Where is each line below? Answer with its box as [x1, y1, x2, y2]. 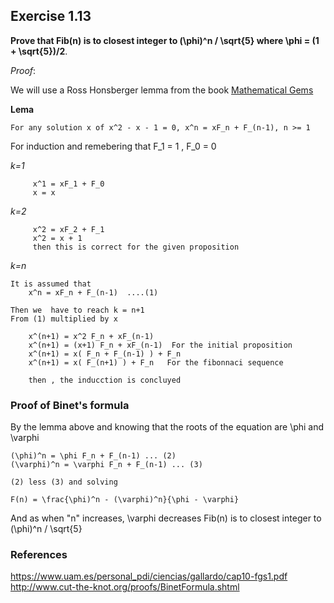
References [10, 548, 68, 562]
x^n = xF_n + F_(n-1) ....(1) [28, 287, 159, 298]
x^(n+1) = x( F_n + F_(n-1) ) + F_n [28, 349, 182, 359]
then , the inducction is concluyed [28, 375, 182, 385]
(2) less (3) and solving [10, 477, 118, 488]
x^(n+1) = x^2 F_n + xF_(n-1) [28, 331, 155, 341]
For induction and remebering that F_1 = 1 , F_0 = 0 [10, 140, 217, 152]
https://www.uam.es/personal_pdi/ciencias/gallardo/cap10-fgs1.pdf [10, 570, 288, 583]
